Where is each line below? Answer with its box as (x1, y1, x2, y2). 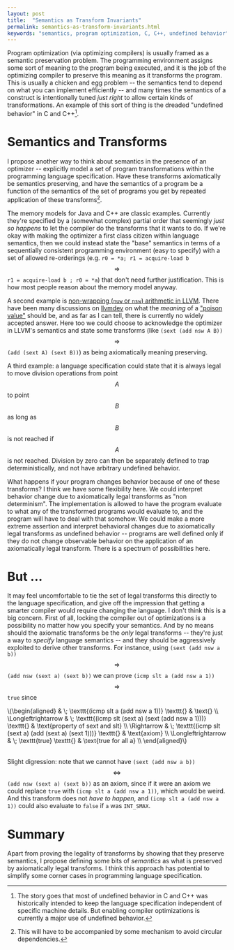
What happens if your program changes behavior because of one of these (7, 477, 221, 486)
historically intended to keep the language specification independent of (17, 899, 222, 907)
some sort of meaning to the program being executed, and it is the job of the (7, 64, 226, 72)
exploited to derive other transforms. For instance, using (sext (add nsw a (7, 644, 221, 652)
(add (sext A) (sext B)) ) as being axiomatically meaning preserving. (7, 347, 208, 357)
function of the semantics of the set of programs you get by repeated (7, 187, 207, 195)
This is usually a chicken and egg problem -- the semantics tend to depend (7, 78, 223, 87)
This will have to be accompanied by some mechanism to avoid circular (17, 928, 223, 936)
